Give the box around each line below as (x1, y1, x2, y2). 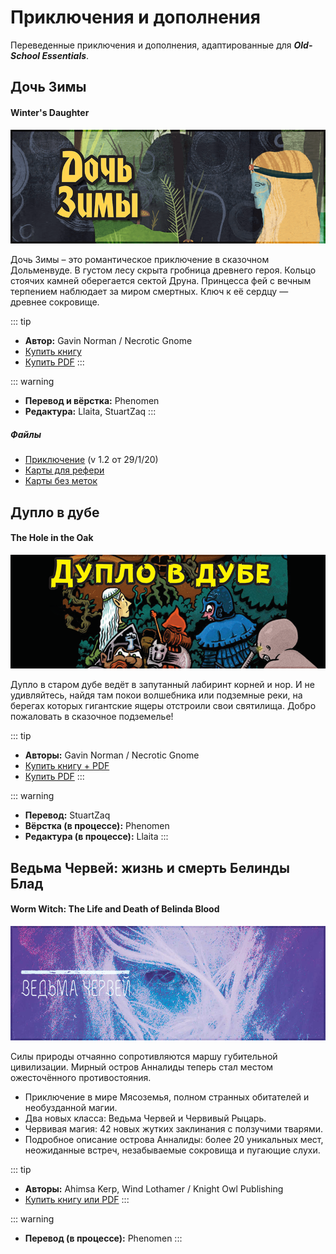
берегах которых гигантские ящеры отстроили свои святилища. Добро (10, 700, 317, 712)
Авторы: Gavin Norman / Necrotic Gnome (24, 749, 200, 761)
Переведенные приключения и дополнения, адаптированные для (10, 39, 292, 51)
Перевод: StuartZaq (24, 809, 111, 821)
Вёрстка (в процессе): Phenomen (24, 820, 170, 832)
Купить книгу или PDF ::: (24, 1193, 130, 1205)
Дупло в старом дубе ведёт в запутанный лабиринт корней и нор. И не (10, 679, 315, 691)
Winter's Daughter (10, 106, 90, 118)
